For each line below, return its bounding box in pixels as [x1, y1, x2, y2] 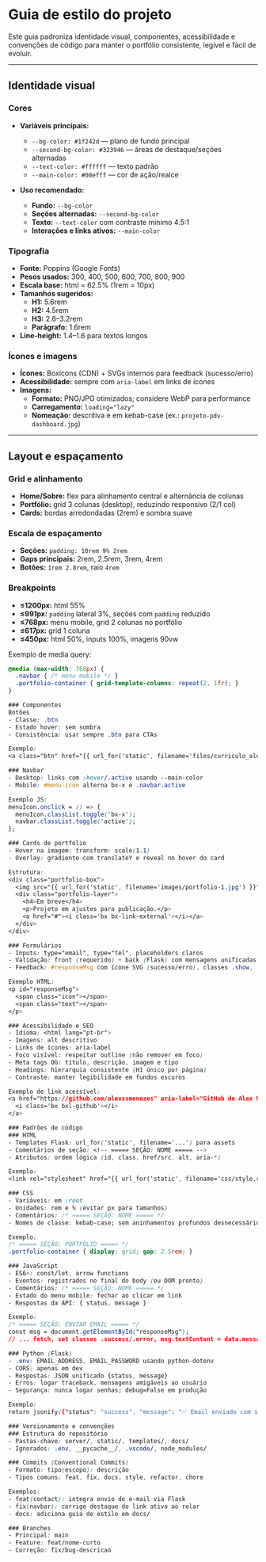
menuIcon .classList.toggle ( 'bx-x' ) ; [15, 810, 136, 818]
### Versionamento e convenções [8, 1422, 115, 1431]
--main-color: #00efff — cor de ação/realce [31, 170, 180, 179]
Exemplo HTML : [8, 978, 55, 986]
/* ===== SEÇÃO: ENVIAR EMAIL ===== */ [8, 1320, 140, 1328]
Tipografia [8, 246, 50, 257]
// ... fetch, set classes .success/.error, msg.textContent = [8, 1335, 222, 1343]
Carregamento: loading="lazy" [31, 402, 135, 412]
